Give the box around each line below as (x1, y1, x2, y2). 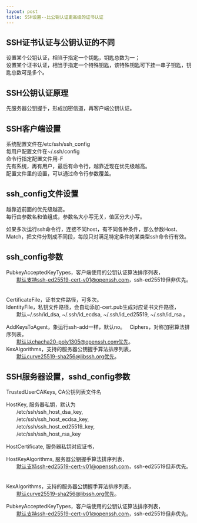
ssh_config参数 (6, 252, 64, 262)
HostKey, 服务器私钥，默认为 (6, 401, 76, 408)
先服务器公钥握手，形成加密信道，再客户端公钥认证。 (6, 104, 135, 112)
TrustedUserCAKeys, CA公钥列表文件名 (6, 388, 102, 395)
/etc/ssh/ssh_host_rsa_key (16, 430, 81, 437)
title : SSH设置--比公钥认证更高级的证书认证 (6, 14, 104, 20)
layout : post (6, 8, 38, 15)
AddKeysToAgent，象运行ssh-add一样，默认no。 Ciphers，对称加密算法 (6, 323, 185, 331)
